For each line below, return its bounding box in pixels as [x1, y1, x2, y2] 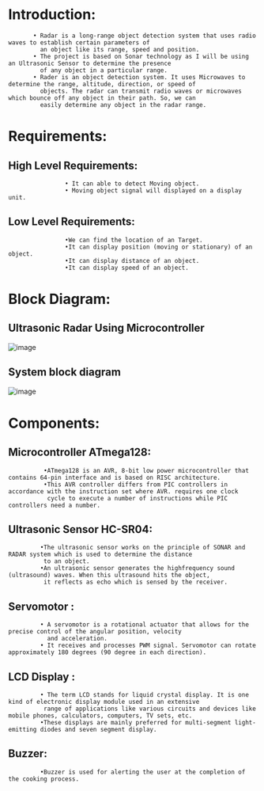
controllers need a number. [8, 501, 101, 509]
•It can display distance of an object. [64, 257, 200, 264]
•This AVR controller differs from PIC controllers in [43, 481, 228, 489]
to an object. [43, 557, 90, 565]
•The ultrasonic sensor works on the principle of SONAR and [40, 544, 246, 552]
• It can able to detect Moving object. [64, 180, 200, 188]
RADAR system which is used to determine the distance [8, 550, 193, 559]
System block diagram [8, 366, 121, 379]
